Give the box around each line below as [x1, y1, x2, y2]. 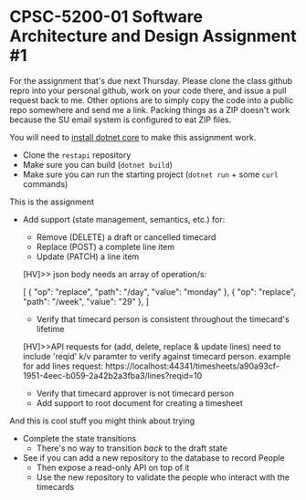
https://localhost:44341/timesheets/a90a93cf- [104, 360, 280, 371]
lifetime [36, 323, 65, 334]
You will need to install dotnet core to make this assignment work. [9, 131, 257, 142]
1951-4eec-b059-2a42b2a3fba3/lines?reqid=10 [22, 370, 203, 380]
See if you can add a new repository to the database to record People [22, 452, 285, 463]
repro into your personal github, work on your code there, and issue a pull [9, 85, 287, 96]
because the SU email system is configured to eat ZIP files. [9, 114, 232, 125]
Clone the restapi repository [22, 149, 132, 161]
